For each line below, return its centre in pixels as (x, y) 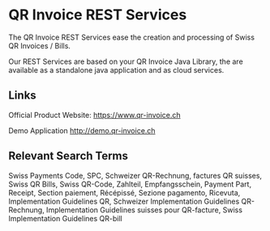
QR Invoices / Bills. (40, 45)
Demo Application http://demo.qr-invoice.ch (82, 130)
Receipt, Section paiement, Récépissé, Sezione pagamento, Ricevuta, (124, 192)
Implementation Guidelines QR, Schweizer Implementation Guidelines (124, 201)
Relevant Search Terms (68, 156)
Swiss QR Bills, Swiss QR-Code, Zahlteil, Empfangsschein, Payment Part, (130, 184)
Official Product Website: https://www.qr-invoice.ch (94, 115)
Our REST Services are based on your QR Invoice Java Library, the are (126, 61)
